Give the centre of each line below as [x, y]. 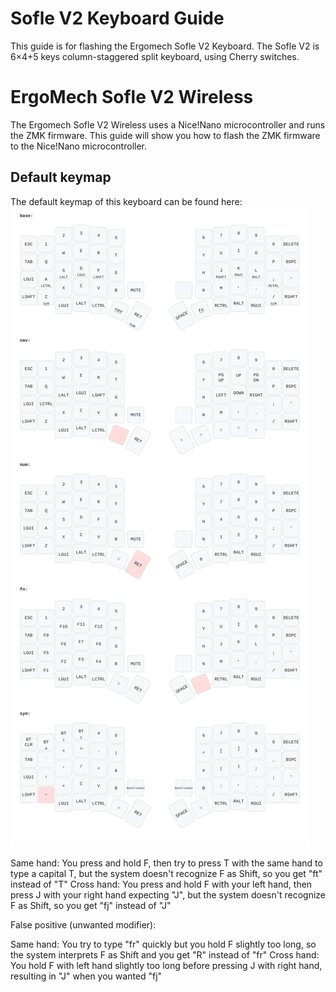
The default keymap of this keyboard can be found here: [126, 201]
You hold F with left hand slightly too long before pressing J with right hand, [166, 965]
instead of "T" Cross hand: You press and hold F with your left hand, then [161, 884]
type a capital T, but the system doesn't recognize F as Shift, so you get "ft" [166, 873]
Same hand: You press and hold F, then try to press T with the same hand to [166, 863]
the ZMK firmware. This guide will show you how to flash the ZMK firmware [165, 135]
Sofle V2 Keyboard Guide [117, 18]
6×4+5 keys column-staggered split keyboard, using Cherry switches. [155, 56]
